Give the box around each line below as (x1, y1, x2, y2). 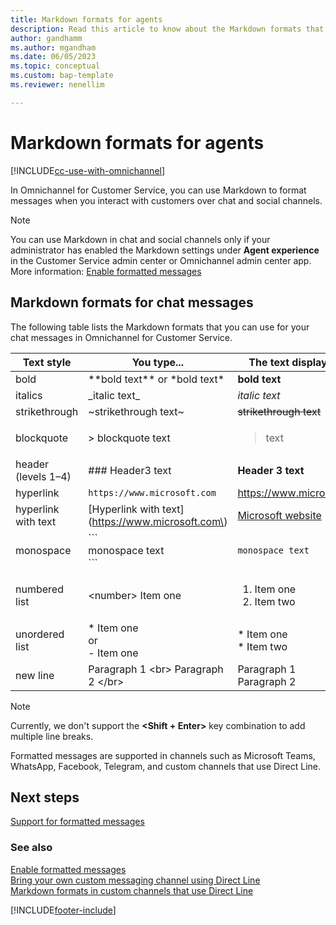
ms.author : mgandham (10, 42, 97, 53)
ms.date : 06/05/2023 (10, 52, 97, 62)
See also (10, 841, 53, 855)
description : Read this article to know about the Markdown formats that (10, 24, 325, 34)
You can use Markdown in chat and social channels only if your (10, 233, 271, 245)
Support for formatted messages (10, 816, 145, 828)
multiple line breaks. (10, 730, 94, 742)
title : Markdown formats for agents (10, 14, 163, 25)
